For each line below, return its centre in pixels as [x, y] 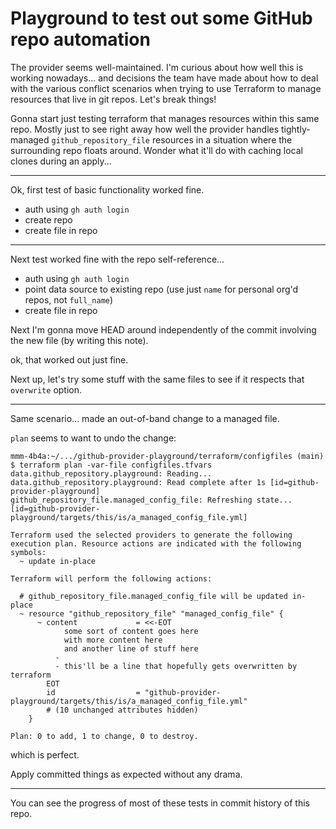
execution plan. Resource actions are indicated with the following [156, 543]
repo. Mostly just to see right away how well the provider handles [145, 129]
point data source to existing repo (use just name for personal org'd [161, 289]
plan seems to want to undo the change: [93, 438]
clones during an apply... [61, 161]
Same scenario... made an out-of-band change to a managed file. [145, 418]
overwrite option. [46, 389]
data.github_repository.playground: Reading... [111, 473]
